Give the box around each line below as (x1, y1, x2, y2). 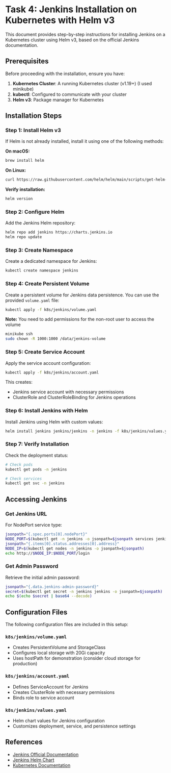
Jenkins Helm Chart (12, 757, 54, 763)
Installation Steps (5, 111, 62, 120)
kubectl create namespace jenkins (5, 268, 79, 273)
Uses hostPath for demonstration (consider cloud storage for (12, 655, 141, 661)
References (5, 738, 43, 746)
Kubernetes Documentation (12, 762, 71, 768)
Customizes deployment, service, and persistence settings (12, 723, 136, 729)
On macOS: (5, 148, 30, 154)
